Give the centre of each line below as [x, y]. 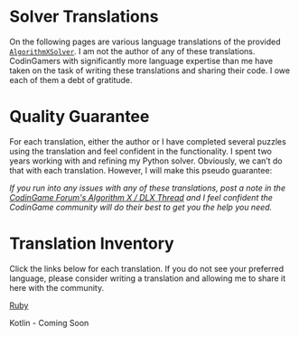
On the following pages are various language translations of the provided [145, 42]
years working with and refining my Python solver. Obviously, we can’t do [146, 161]
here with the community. [57, 287]
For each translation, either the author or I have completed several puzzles [148, 141]
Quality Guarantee [79, 117]
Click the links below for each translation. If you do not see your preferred [147, 268]
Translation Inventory [92, 243]
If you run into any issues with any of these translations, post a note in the [148, 188]
